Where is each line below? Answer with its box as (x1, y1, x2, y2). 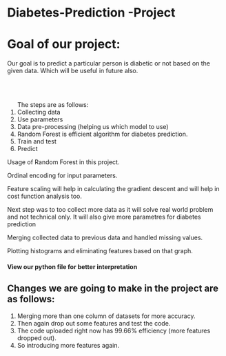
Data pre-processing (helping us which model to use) (17, 123, 169, 131)
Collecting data (17, 108, 61, 117)
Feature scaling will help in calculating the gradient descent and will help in (7, 185, 220, 193)
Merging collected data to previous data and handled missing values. (7, 233, 203, 242)
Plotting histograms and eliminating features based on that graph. (7, 247, 193, 255)
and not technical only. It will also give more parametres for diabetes (7, 212, 201, 221)
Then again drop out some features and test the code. (17, 319, 171, 327)
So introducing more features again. (17, 341, 119, 349)
